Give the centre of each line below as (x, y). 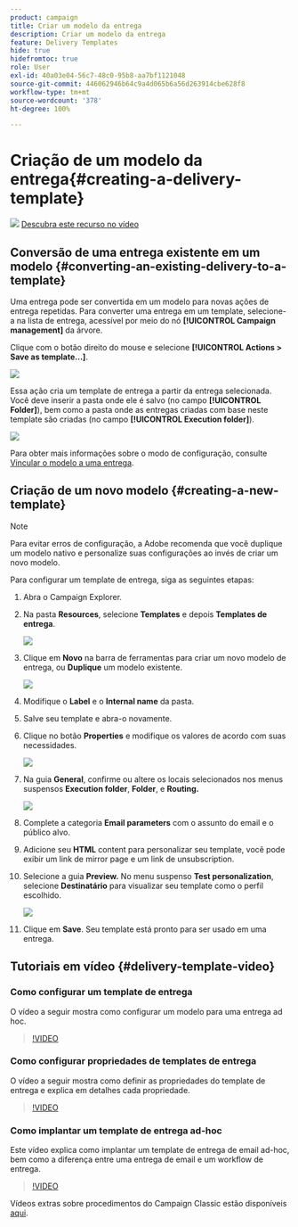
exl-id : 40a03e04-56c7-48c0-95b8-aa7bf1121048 (98, 76)
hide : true (30, 51)
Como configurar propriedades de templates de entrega (133, 1061)
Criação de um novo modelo (89, 491)
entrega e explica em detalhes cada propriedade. (100, 1090)
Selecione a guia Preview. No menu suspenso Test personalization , (148, 876)
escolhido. (42, 895)
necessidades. (50, 745)
